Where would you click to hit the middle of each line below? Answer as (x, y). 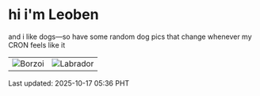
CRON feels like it (37, 44)
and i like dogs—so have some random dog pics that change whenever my (130, 36)
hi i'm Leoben (54, 15)
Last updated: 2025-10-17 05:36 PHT (69, 83)
